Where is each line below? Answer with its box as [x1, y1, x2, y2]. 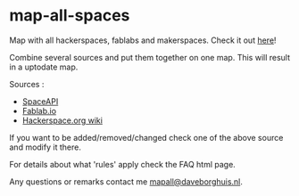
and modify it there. [9, 142, 82, 152]
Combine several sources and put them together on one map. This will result [9, 52, 291, 62]
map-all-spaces [9, 5, 130, 26]
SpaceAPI [21, 95, 59, 107]
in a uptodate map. [9, 61, 79, 72]
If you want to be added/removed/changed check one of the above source [9, 132, 284, 143]
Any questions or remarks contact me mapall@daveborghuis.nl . [9, 176, 244, 187]
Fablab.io [21, 105, 56, 116]
